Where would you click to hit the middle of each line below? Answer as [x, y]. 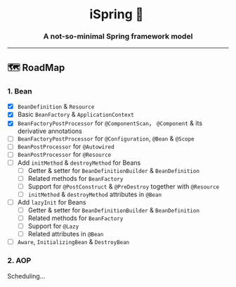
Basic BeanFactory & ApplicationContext [76, 115]
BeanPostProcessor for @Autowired [66, 146]
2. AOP [19, 261]
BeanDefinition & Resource [56, 107]
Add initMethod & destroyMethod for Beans [79, 162]
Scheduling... [26, 276]
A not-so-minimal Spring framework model [118, 37]
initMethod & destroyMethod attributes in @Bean [95, 194]
